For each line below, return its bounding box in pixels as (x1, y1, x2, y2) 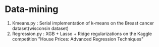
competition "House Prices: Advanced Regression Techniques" (12, 36, 144, 42)
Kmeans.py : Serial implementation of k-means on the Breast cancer (12, 20, 154, 26)
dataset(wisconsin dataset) (12, 25, 69, 31)
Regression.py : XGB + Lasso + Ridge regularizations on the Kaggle (12, 30, 152, 36)
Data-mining (5, 3, 59, 15)
